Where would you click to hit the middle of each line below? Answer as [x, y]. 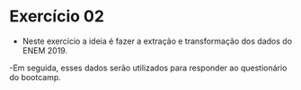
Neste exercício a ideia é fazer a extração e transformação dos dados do [157, 41]
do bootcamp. [35, 77]
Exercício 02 [57, 16]
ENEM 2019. [45, 50]
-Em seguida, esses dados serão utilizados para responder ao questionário [148, 68]
